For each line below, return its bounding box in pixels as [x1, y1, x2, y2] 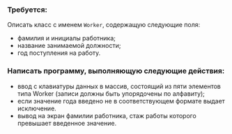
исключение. [17, 104, 57, 112]
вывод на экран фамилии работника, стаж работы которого [17, 111, 196, 119]
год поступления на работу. [17, 49, 101, 57]
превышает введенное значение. [17, 119, 117, 127]
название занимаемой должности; [17, 42, 121, 50]
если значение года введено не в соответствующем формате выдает [17, 97, 225, 105]
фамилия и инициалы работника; [17, 34, 116, 42]
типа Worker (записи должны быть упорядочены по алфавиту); [17, 89, 206, 98]
